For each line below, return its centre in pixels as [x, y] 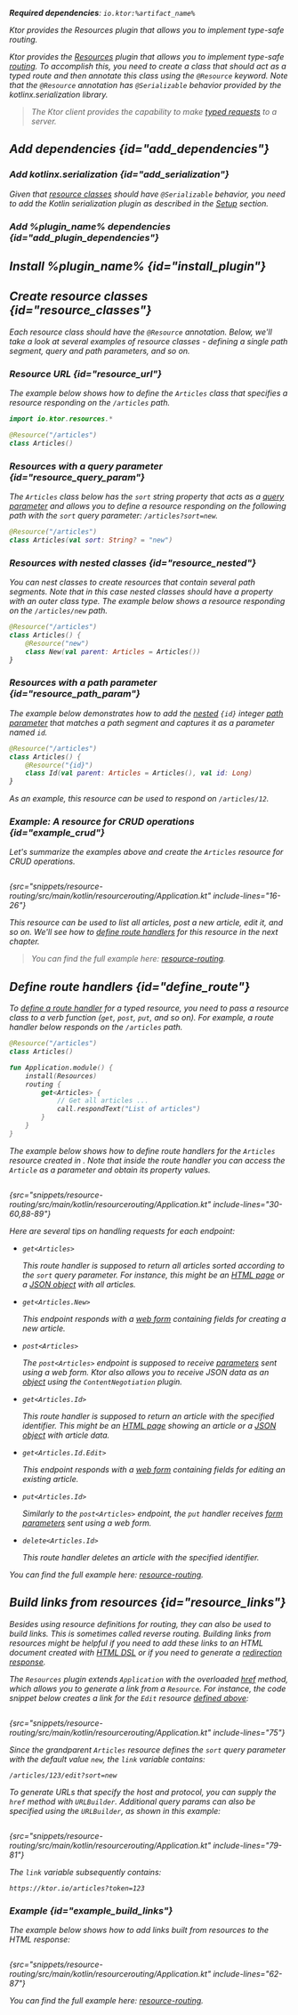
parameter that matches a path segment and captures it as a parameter [142, 722]
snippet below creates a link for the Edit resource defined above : [129, 1697]
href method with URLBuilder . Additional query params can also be [133, 1801]
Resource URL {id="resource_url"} [86, 374]
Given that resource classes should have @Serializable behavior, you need [148, 194]
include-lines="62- [248, 1973]
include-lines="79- [248, 1845]
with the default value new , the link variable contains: [108, 1759]
